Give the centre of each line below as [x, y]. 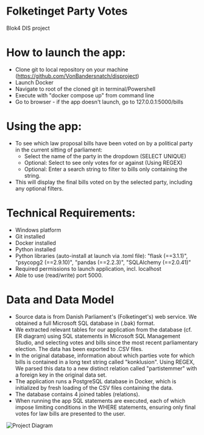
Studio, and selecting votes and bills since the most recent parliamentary [107, 343]
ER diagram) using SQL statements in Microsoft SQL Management [98, 336]
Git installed [30, 236]
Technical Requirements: [71, 213]
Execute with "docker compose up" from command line [84, 95]
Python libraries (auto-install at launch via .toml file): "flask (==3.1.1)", [101, 256]
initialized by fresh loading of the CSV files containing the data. [94, 388]
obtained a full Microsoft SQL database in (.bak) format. [85, 323]
